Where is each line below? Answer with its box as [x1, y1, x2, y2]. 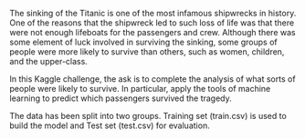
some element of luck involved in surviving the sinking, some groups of [9, 36, 278, 47]
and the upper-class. [9, 56, 89, 66]
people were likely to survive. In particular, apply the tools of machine [9, 84, 271, 94]
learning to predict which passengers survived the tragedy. [9, 93, 233, 104]
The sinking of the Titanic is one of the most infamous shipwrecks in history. [9, 8, 297, 18]
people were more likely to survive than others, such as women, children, [9, 46, 285, 57]
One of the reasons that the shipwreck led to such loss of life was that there [9, 17, 295, 28]
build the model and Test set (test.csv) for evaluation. [9, 120, 210, 131]
